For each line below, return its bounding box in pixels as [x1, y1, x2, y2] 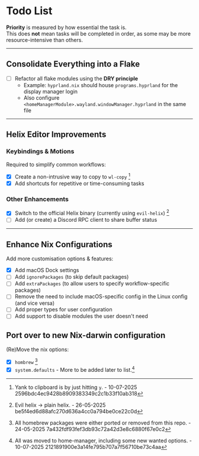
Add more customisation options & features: [6, 255, 114, 262]
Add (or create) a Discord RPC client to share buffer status [14, 216, 158, 224]
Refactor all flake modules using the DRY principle [14, 75, 138, 82]
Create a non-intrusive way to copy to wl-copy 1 [14, 172, 130, 180]
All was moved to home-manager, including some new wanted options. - [14, 437, 192, 444]
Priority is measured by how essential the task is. [6, 24, 127, 31]
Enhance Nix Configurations [6, 239, 113, 250]
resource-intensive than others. [6, 36, 83, 43]
